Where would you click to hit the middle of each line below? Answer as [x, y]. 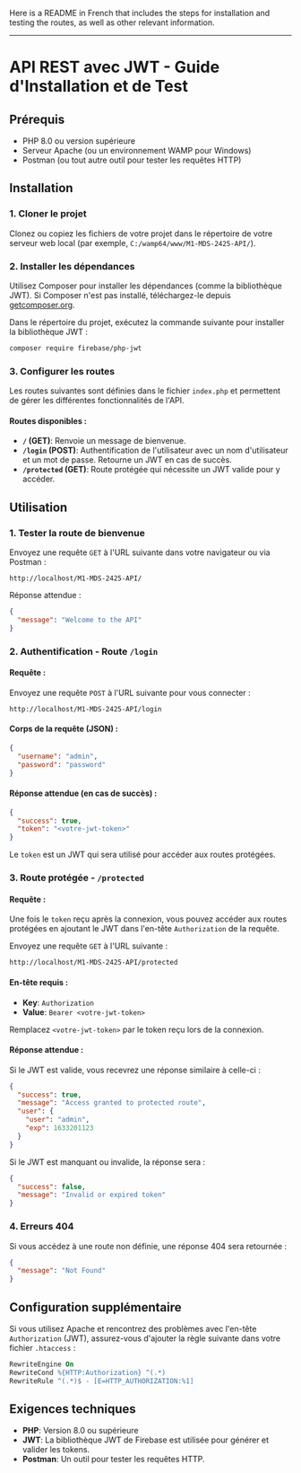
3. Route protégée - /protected [77, 878]
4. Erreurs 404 [42, 1227]
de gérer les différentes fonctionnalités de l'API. [97, 401]
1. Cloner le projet [48, 214]
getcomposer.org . [42, 304]
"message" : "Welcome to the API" [80, 620]
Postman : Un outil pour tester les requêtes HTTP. [113, 1460]
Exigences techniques [73, 1409]
